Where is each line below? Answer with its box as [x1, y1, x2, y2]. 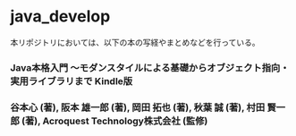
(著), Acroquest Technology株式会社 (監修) [21, 115, 208, 127]
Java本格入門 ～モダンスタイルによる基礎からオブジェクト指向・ [10, 61, 290, 73]
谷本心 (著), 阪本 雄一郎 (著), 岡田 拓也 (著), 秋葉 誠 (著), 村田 [10, 101, 266, 114]
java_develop [10, 6, 111, 27]
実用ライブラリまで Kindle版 [10, 74, 133, 87]
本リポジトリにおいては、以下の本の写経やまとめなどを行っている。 [10, 37, 260, 47]
